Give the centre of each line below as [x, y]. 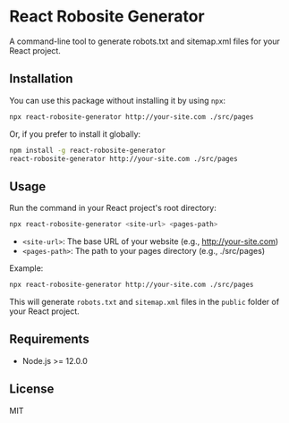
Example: [26, 268]
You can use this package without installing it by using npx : [118, 100]
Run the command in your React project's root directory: [113, 208]
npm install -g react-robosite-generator [88, 150]
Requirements [49, 339]
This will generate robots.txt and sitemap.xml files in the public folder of [144, 301]
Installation [41, 79]
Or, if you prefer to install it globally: [75, 134]
